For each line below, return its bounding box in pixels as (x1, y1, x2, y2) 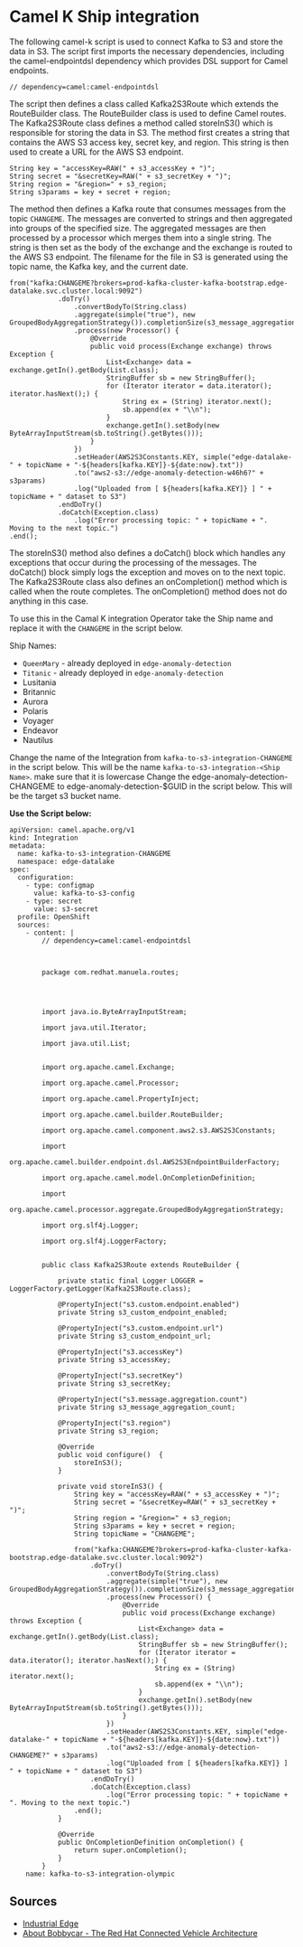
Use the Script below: (9, 807, 92, 819)
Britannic (22, 686, 57, 697)
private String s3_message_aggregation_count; (57, 1403, 236, 1412)
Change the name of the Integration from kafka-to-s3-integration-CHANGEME (9, 752, 293, 763)
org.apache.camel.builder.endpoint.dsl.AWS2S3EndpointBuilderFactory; (9, 1157, 280, 1167)
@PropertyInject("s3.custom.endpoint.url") (57, 1323, 224, 1332)
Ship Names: (9, 640, 57, 651)
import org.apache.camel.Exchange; (41, 1062, 176, 1072)
